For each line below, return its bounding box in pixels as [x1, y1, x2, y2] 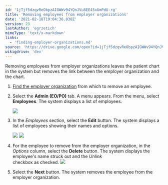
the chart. [5, 73, 25, 79]
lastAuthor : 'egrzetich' [5, 26, 57, 31]
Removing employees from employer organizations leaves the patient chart [5, 63, 160, 69]
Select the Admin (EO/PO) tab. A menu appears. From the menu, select [12, 93, 159, 99]
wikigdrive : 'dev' [5, 49, 43, 54]
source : [5, 44, 21, 49]
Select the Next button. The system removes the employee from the [12, 168, 153, 175]
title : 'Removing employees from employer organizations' [5, 12, 128, 17]
